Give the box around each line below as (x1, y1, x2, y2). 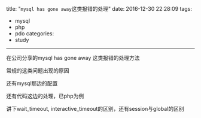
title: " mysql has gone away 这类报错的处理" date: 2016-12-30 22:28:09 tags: (6, 5, 193, 12)
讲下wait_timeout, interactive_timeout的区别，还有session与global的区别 (6, 105, 184, 112)
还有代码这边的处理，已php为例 (6, 92, 84, 99)
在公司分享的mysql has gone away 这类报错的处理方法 (6, 55, 140, 61)
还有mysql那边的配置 (6, 80, 58, 87)
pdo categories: (14, 30, 54, 37)
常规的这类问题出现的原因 (6, 67, 69, 74)
